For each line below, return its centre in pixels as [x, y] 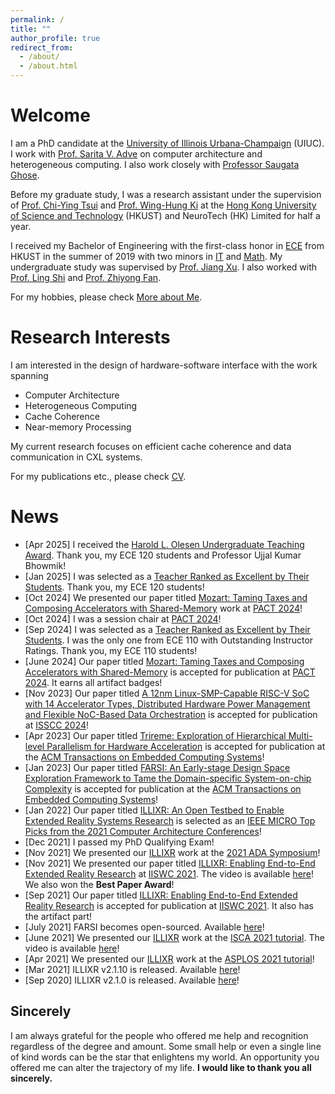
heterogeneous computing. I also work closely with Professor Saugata [155, 164]
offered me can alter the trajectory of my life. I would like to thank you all [161, 1067]
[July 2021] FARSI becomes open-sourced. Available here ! [144, 927]
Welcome [50, 115]
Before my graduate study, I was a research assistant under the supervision [166, 194]
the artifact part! [58, 916]
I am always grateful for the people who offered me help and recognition [159, 1035]
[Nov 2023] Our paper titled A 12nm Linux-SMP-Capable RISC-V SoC [167, 693]
